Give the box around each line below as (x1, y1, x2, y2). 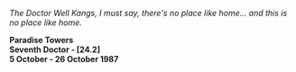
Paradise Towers (9, 35, 74, 45)
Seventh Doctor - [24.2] (9, 44, 101, 55)
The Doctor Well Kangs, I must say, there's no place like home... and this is (9, 8, 288, 18)
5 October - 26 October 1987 (9, 54, 119, 64)
